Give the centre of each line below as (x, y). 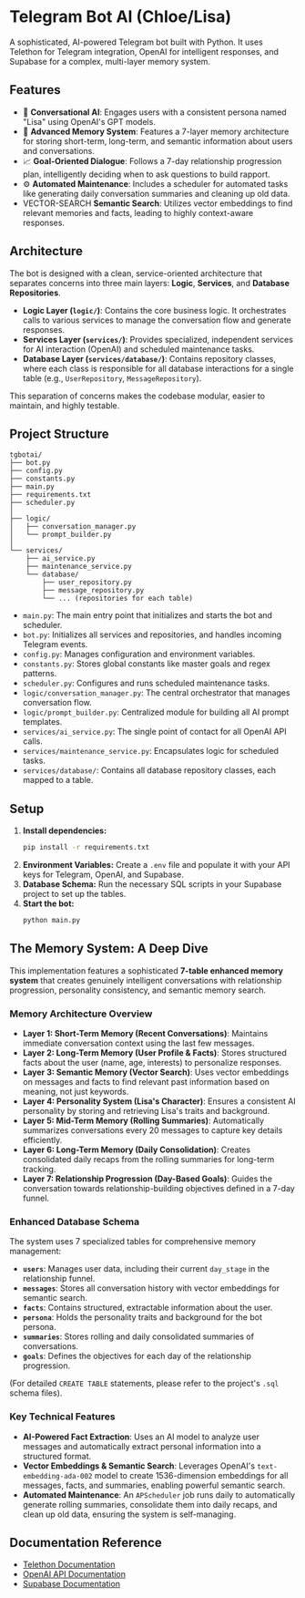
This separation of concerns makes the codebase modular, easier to (137, 396)
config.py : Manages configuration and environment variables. (139, 655)
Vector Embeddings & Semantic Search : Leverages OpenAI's (139, 1466)
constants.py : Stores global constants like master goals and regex (147, 664)
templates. (42, 722)
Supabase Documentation (71, 1584)
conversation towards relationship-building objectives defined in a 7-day (159, 1189)
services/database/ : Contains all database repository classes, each (149, 770)
